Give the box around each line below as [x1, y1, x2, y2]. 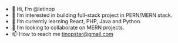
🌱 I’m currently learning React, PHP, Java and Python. [11, 18, 142, 24]
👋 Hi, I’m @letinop [11, 6, 55, 12]
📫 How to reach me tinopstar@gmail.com [11, 31, 113, 37]
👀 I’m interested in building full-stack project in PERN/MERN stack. [11, 12, 173, 19]
